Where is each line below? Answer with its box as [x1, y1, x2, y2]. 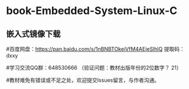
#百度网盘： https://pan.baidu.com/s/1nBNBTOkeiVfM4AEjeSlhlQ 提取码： [6, 46, 185, 52]
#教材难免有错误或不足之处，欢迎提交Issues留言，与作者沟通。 [6, 77, 160, 83]
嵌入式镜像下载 [6, 29, 61, 39]
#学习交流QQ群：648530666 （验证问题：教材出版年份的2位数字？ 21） [6, 64, 182, 71]
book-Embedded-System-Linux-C [6, 4, 178, 18]
